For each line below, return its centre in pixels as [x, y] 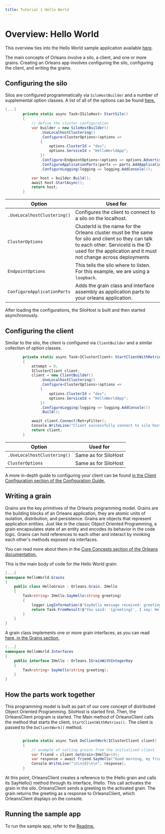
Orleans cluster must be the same [114, 232]
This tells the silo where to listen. [113, 265]
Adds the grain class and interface [115, 286]
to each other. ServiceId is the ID [113, 245]
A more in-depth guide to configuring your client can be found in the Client [81, 475]
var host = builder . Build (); [61, 178]
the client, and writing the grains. [39, 68]
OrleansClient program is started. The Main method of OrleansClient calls [79, 717]
